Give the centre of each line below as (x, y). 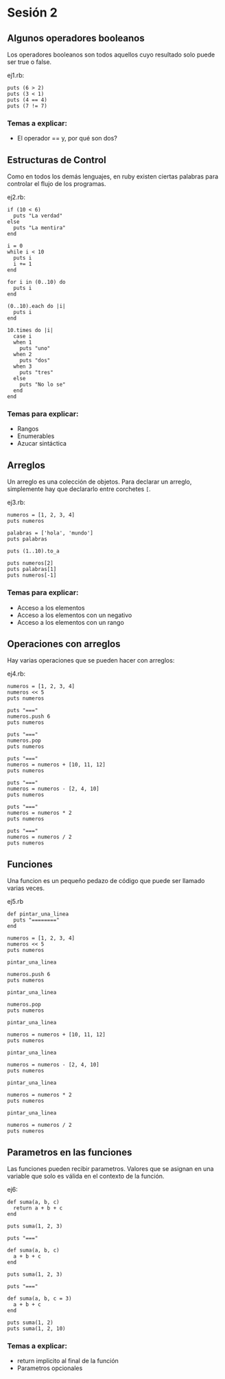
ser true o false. (29, 62)
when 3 (23, 366)
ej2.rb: (16, 197)
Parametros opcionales (50, 1368)
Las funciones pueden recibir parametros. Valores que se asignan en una (110, 1168)
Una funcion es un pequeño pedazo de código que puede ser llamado (106, 881)
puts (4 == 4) (27, 100)
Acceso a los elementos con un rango (71, 622)
